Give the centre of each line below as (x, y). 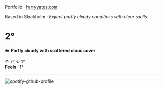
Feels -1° (14, 67)
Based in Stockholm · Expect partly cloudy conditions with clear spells (76, 16)
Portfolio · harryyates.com (31, 7)
